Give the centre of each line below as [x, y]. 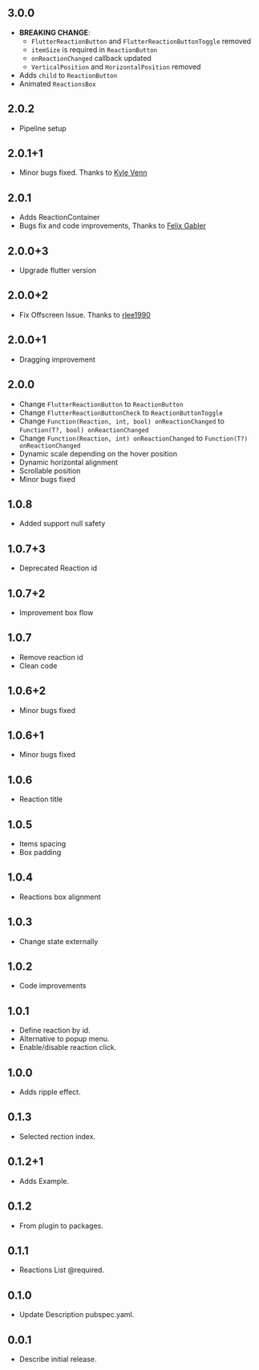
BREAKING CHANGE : [55, 32]
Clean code [38, 666]
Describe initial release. [58, 1359]
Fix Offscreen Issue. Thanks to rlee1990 [85, 314]
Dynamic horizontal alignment [68, 462]
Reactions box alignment [60, 897]
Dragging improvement [57, 359]
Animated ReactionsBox [58, 83]
